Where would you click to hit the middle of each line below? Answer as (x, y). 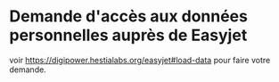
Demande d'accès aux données (128, 16)
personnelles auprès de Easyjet (128, 35)
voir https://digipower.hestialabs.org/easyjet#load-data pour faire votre (140, 60)
